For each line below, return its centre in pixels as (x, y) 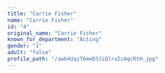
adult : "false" (29, 53)
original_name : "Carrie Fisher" (54, 33)
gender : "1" (25, 46)
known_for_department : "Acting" (54, 40)
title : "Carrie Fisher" (42, 14)
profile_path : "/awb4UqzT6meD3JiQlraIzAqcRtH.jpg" (83, 59)
